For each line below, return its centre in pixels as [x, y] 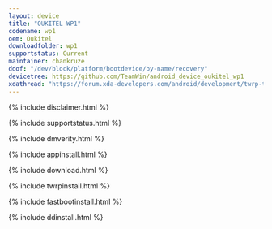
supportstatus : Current [49, 54]
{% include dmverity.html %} [57, 138]
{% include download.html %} [58, 170]
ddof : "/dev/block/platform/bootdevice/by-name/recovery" [108, 69]
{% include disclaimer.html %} [59, 107]
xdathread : [27, 84]
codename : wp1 [32, 31]
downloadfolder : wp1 [43, 46]
